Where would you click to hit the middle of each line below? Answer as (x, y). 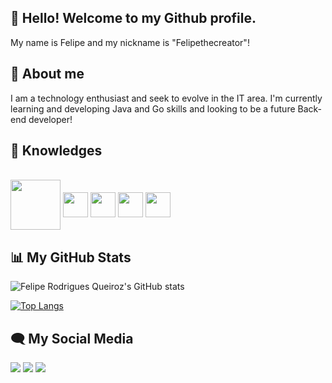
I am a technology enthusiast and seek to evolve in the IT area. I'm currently (166, 98)
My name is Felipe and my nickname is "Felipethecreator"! (130, 42)
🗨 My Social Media (72, 338)
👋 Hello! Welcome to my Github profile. (133, 18)
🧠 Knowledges (56, 151)
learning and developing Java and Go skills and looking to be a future (153, 108)
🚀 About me (47, 74)
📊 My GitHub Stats (71, 257)
